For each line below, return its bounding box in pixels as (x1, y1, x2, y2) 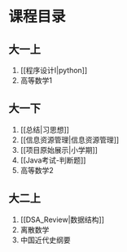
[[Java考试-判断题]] (20, 155, 86, 165)
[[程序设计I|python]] (20, 66, 88, 75)
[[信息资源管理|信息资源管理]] (20, 135, 120, 145)
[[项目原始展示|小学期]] (20, 145, 98, 154)
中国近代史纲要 (20, 235, 71, 245)
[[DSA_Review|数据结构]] (20, 215, 104, 224)
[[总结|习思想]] (20, 124, 69, 134)
